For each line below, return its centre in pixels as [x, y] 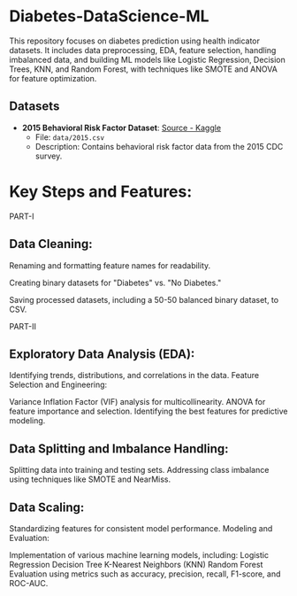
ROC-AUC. [29, 583]
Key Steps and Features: [101, 191]
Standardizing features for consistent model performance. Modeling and [141, 528]
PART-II [23, 326]
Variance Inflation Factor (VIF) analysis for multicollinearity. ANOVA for [137, 402]
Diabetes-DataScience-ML [109, 16]
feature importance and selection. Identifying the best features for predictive [148, 411]
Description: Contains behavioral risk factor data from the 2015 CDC [159, 146]
